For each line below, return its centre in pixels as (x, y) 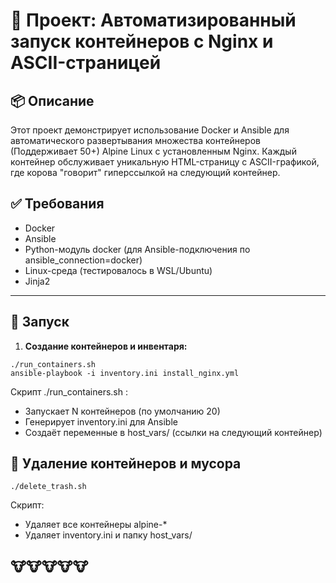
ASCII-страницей (86, 63)
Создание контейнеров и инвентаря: (106, 346)
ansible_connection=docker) (83, 260)
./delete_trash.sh (48, 487)
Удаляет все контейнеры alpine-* (96, 525)
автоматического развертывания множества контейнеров (135, 140)
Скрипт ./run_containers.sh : (69, 391)
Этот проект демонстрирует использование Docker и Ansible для (150, 130)
